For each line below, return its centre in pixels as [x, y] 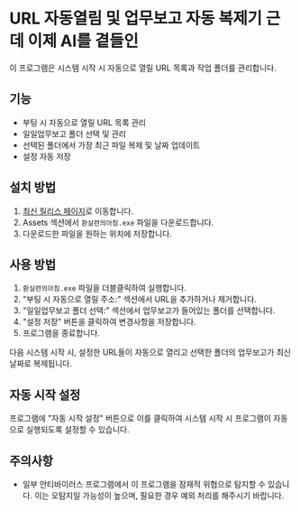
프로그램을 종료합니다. [61, 333]
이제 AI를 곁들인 [83, 41]
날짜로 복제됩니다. [41, 364]
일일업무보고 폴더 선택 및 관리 [74, 134]
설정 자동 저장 [46, 156]
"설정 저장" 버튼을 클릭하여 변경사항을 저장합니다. [109, 322]
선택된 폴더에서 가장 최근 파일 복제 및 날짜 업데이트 [111, 144]
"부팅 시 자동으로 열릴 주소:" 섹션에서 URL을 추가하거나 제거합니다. [139, 300]
